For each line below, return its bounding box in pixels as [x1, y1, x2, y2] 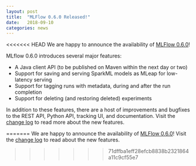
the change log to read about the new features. [6, 136, 120, 144]
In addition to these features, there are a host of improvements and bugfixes [6, 106, 190, 113]
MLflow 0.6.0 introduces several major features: [6, 52, 122, 59]
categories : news [6, 25, 49, 31]
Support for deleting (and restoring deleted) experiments [14, 95, 152, 102]
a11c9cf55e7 [108, 154, 138, 161]
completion [14, 89, 42, 96]
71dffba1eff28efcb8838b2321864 [108, 148, 189, 155]
